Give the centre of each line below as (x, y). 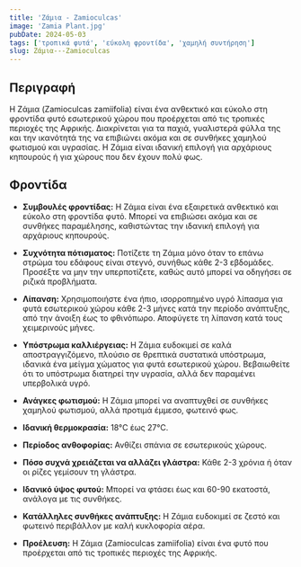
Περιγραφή (43, 88)
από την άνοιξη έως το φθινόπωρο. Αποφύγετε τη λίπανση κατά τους (152, 318)
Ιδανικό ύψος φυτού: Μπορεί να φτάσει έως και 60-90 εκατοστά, (146, 489)
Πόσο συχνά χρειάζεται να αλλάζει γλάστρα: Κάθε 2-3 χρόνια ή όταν (157, 462)
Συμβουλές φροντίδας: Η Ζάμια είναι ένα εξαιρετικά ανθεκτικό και (150, 207)
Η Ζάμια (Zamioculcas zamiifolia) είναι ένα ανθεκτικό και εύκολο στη (138, 109)
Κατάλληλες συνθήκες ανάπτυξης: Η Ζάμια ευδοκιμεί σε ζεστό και (151, 516)
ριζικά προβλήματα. (59, 281)
